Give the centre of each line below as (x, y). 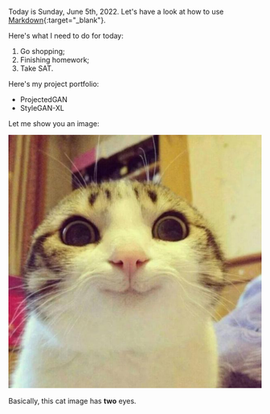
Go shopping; (43, 51)
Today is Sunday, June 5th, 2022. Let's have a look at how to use (116, 12)
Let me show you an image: (54, 123)
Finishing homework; (55, 60)
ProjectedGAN (44, 99)
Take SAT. (37, 68)
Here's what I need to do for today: (66, 36)
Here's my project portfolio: (54, 84)
